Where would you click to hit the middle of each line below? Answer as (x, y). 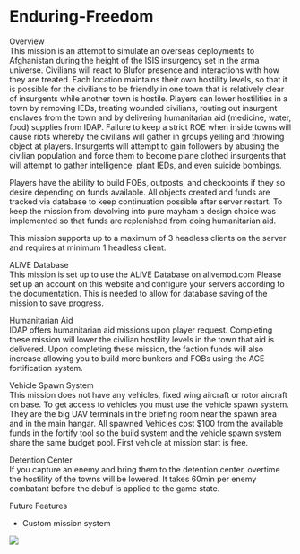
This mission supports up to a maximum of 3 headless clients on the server (148, 238)
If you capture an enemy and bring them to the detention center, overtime (145, 469)
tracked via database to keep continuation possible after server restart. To (146, 201)
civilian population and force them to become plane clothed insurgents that (148, 155)
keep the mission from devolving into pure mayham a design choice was (142, 211)
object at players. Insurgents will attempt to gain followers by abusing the (144, 146)
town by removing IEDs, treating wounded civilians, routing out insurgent (143, 108)
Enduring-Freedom (81, 17)
